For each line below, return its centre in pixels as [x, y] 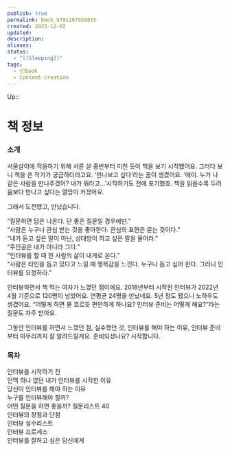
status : [18, 52]
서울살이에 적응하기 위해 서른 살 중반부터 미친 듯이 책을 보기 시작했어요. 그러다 [112, 166]
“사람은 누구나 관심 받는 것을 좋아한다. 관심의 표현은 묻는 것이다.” [94, 229]
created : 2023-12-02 [37, 26]
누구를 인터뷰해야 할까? [38, 397]
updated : [20, 33]
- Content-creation [41, 77]
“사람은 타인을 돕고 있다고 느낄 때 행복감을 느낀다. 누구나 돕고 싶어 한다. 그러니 [112, 264]
